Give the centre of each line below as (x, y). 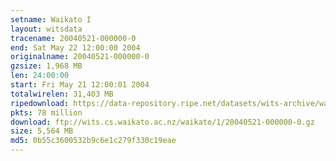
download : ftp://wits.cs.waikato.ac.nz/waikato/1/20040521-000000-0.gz (162, 122)
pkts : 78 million (46, 112)
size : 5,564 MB (42, 131)
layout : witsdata (46, 29)
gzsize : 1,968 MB (46, 66)
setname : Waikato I (51, 19)
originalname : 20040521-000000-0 (80, 57)
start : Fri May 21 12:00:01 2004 (80, 85)
